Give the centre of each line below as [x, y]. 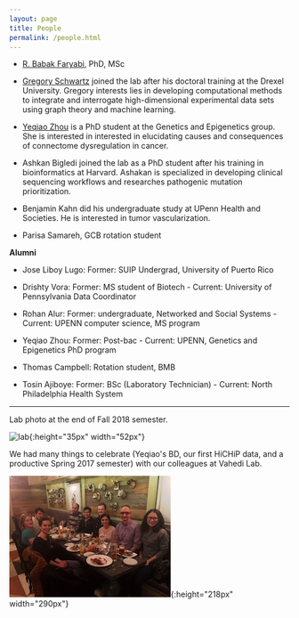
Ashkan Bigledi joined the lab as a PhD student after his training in [143, 163]
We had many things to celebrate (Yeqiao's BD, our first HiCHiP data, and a [146, 454]
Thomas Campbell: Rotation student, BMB [99, 367]
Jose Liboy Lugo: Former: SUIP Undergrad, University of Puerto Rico [148, 270]
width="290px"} [39, 604]
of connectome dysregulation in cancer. [95, 146]
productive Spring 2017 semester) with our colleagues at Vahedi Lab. [136, 464]
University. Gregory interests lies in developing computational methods [152, 91]
